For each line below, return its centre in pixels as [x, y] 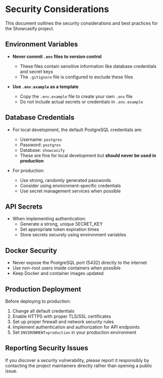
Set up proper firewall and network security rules [63, 322]
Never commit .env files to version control [57, 56]
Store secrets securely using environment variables [73, 235]
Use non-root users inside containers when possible [66, 268]
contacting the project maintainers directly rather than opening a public [79, 365]
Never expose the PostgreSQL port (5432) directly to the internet [79, 263]
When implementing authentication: [49, 219]
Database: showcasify [42, 150]
